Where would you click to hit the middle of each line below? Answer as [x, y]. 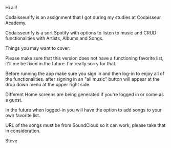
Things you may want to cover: [38, 48]
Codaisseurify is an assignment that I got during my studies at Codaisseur [83, 17]
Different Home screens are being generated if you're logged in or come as [84, 94]
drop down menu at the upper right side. [48, 85]
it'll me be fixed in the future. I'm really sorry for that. [61, 63]
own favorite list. [23, 115]
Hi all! [11, 7]
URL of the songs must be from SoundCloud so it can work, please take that [85, 125]
